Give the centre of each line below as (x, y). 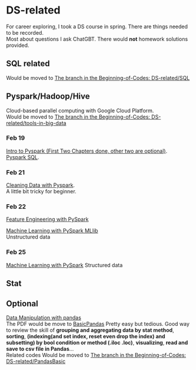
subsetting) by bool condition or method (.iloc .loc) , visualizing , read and (97, 342)
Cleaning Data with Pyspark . (41, 185)
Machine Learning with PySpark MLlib (52, 231)
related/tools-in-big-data (36, 123)
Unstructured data (28, 237)
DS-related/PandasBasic (36, 361)
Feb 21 (16, 172)
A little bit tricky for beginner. (41, 191)
